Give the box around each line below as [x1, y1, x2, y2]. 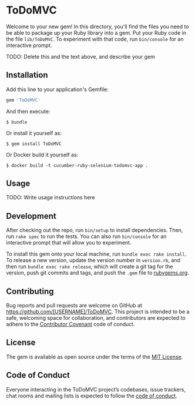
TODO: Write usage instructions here [6, 194, 95, 201]
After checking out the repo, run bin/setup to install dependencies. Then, [6, 227, 183, 234]
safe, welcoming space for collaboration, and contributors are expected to [6, 314, 186, 322]
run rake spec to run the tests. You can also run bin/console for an [6, 233, 167, 240]
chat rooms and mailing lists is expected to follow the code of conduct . [6, 392, 177, 399]
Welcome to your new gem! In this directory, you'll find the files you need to [6, 23, 189, 30]
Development [6, 211, 57, 221]
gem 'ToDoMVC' [6, 97, 41, 103]
